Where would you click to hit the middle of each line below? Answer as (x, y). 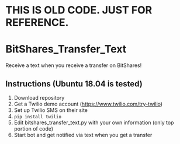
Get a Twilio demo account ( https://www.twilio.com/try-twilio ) (88, 104)
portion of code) (34, 128)
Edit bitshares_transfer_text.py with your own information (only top (94, 122)
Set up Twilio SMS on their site (51, 110)
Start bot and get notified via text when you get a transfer (83, 135)
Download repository (39, 97)
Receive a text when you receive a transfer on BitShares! (74, 65)
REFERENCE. (37, 22)
